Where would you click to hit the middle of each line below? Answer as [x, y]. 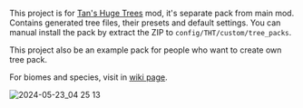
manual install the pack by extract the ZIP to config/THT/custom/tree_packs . [151, 32]
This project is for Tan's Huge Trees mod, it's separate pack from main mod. [152, 13]
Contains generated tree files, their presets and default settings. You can [145, 23]
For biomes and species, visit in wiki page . [88, 77]
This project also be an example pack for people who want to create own [146, 50]
